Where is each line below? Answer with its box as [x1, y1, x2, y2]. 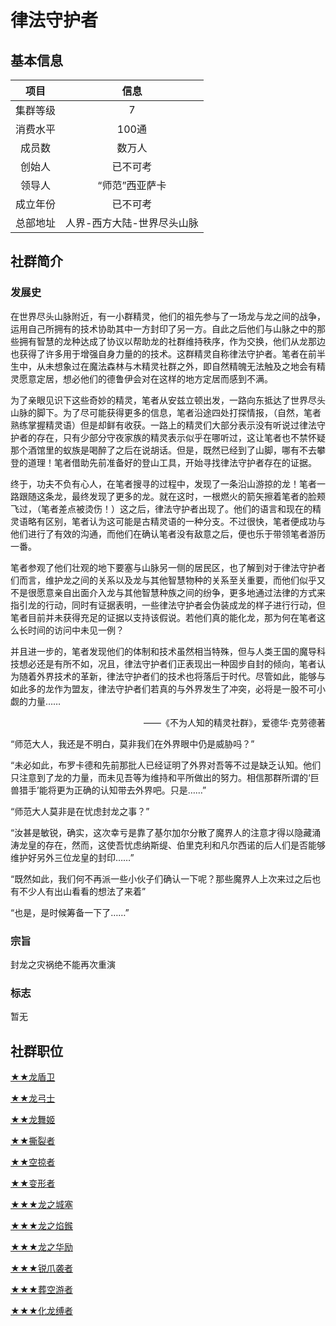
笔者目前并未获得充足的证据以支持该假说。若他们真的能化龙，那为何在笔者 [10, 611, 317, 623]
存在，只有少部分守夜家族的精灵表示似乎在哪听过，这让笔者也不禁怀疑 [36, 431, 326, 443]
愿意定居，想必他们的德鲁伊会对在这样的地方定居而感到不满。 [18, 372, 273, 385]
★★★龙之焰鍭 [10, 1220, 73, 1232]
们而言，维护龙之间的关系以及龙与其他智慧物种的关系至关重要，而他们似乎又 [10, 574, 326, 586]
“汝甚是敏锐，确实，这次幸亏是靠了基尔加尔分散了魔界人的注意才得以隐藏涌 [10, 826, 322, 838]
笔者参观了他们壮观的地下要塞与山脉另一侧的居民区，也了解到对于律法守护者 [10, 561, 326, 573]
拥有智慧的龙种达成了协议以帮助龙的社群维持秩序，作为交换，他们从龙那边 [18, 335, 326, 347]
